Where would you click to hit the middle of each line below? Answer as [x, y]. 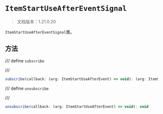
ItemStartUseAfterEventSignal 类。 [40, 32]
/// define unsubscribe [27, 88]
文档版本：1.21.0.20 [36, 21]
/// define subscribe [25, 61]
